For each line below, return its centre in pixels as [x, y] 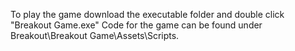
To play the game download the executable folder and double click [147, 14]
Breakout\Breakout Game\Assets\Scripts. [95, 35]
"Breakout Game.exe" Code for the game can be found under [136, 25]
